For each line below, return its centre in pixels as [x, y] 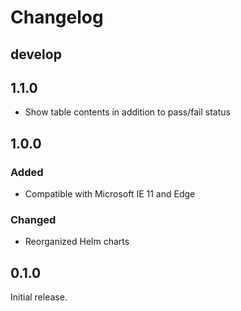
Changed [33, 219]
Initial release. [39, 297]
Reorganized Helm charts [77, 242]
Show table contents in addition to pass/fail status [127, 112]
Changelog [57, 17]
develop [36, 54]
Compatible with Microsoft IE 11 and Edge [110, 194]
